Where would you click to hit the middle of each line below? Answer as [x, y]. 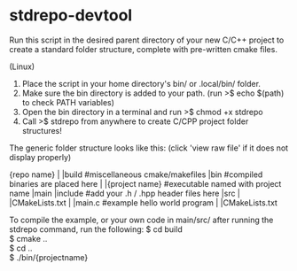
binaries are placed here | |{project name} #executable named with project [145, 183]
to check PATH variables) [68, 102]
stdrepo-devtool [71, 15]
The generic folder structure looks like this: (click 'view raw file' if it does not [149, 148]
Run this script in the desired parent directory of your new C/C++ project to [147, 40]
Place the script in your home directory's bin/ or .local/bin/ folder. [141, 83]
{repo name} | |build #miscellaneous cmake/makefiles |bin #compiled [136, 174]
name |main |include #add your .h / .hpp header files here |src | [125, 193]
